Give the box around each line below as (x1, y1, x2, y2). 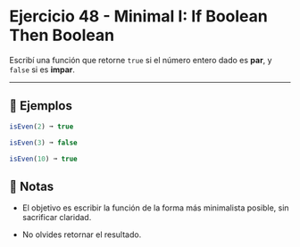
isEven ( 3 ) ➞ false (9, 138, 78, 147)
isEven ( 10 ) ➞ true (9, 154, 78, 163)
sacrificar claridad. (21, 212, 92, 223)
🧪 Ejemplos (9, 98, 73, 113)
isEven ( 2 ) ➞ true (9, 122, 74, 131)
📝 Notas (9, 178, 54, 193)
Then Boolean (9, 25, 114, 45)
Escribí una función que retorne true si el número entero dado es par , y (9, 54, 272, 65)
